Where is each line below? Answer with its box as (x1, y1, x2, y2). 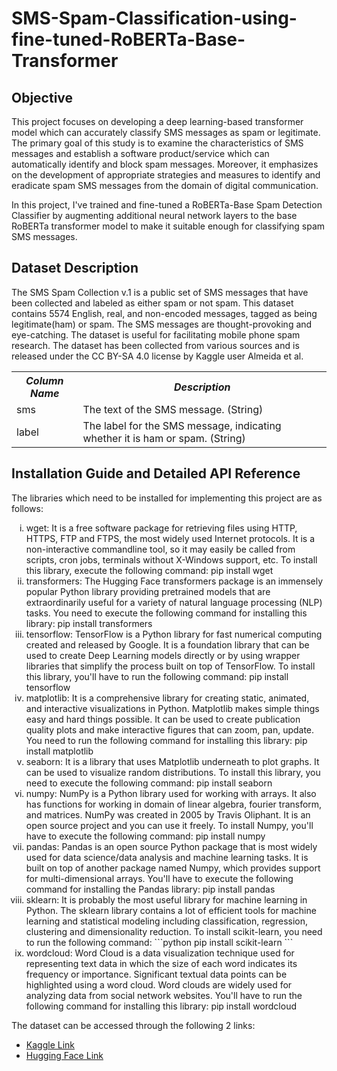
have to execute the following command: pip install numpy (25, 830, 266, 842)
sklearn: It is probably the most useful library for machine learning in (25, 893, 308, 906)
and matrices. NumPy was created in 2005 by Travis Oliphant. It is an (25, 808, 311, 821)
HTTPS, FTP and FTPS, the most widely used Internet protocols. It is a (25, 532, 316, 544)
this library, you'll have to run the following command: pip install (25, 670, 289, 682)
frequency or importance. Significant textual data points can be (25, 968, 288, 980)
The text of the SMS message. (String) (82, 402, 264, 416)
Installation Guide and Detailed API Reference (11, 465, 301, 482)
